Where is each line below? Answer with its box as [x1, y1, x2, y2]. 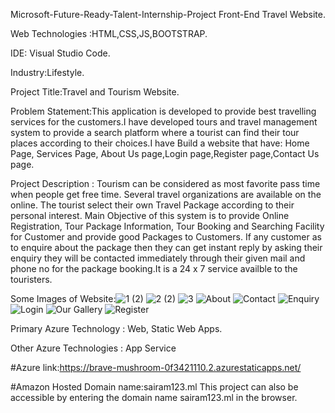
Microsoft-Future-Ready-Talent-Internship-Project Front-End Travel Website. [10, 9, 326, 20]
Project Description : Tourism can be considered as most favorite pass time [10, 178, 321, 189]
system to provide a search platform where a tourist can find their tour [10, 127, 300, 138]
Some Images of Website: [10, 293, 117, 304]
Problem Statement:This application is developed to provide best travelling [10, 105, 317, 117]
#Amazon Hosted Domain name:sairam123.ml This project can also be [10, 381, 299, 393]
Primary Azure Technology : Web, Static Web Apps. [10, 323, 223, 334]
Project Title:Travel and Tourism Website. [10, 86, 180, 98]
